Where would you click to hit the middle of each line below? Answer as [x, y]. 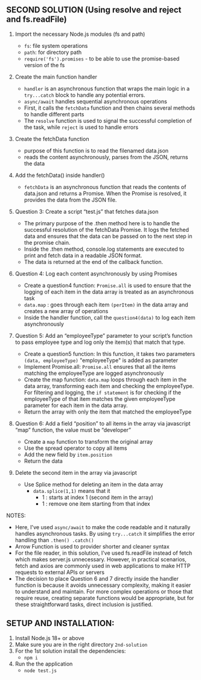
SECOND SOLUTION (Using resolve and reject [94, 10]
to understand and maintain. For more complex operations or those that [104, 591]
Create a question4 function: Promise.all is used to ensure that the [107, 285]
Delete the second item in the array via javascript [76, 472]
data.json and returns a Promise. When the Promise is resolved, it [105, 193]
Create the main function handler [56, 77]
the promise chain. [47, 242]
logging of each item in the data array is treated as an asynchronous [109, 292]
